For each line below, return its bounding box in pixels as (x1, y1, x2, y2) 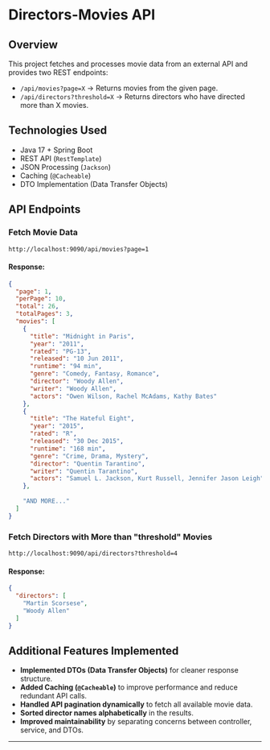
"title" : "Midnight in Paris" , (29, 332, 135, 340)
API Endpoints (8, 203, 81, 217)
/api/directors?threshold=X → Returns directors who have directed (19, 92, 245, 102)
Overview (8, 38, 59, 52)
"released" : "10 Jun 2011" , (29, 354, 125, 363)
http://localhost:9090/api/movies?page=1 (8, 245, 149, 253)
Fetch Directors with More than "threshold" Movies (8, 531, 213, 542)
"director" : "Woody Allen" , (29, 377, 125, 386)
